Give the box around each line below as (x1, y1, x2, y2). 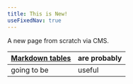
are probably (77, 53, 122, 63)
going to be (11, 65, 49, 75)
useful (77, 65, 99, 75)
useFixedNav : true (7, 17, 62, 24)
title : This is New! (7, 10, 69, 18)
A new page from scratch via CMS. (7, 36, 110, 44)
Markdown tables (11, 53, 71, 63)
